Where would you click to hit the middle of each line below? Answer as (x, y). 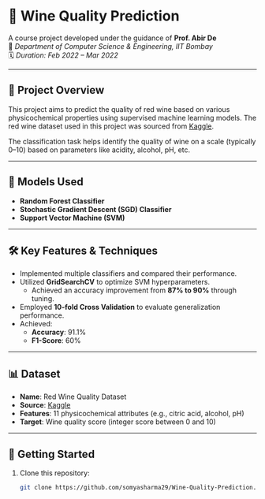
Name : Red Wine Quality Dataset (73, 397)
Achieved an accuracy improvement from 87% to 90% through (134, 290)
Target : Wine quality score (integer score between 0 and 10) (118, 422)
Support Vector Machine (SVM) (72, 218)
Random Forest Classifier (62, 201)
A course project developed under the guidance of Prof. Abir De (112, 38)
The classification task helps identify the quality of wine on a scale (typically (132, 141)
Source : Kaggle (45, 405)
